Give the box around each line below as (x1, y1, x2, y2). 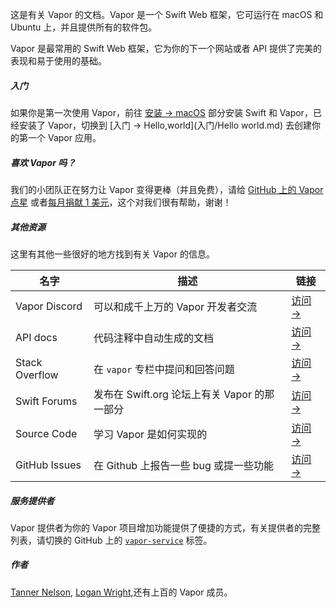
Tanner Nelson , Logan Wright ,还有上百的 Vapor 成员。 (10, 586, 233, 598)
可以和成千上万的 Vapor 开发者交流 (93, 299, 258, 313)
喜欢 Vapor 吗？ (10, 156, 77, 168)
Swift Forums (15, 394, 78, 408)
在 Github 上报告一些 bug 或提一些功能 (93, 458, 275, 472)
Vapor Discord (15, 299, 83, 313)
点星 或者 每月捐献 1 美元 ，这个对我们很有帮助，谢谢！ (10, 196, 232, 208)
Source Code (15, 426, 78, 440)
